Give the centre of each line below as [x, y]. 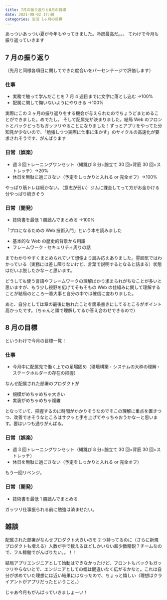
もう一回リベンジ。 [25, 472]
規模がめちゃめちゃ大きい [39, 394]
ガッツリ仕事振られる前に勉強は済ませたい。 [51, 509]
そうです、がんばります [42, 138]
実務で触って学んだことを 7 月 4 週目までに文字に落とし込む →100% [83, 96]
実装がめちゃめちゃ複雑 [36, 400]
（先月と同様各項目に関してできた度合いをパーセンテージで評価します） [79, 70]
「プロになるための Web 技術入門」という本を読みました [64, 230]
